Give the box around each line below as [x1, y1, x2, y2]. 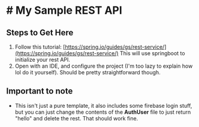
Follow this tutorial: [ [14, 43, 65, 50]
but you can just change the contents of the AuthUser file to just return [14, 108, 191, 116]
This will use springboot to [119, 50, 185, 57]
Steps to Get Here [6, 28, 74, 38]
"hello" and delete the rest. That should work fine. [14, 114, 138, 122]
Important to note [6, 86, 73, 96]
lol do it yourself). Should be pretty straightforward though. [14, 69, 161, 75]
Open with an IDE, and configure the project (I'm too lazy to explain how [14, 62, 193, 69]
